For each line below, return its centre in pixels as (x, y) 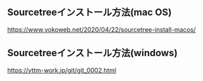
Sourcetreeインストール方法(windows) (92, 53)
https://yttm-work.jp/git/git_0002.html (62, 70)
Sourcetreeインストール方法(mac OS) (90, 12)
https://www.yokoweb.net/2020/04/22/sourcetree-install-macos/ (101, 29)
